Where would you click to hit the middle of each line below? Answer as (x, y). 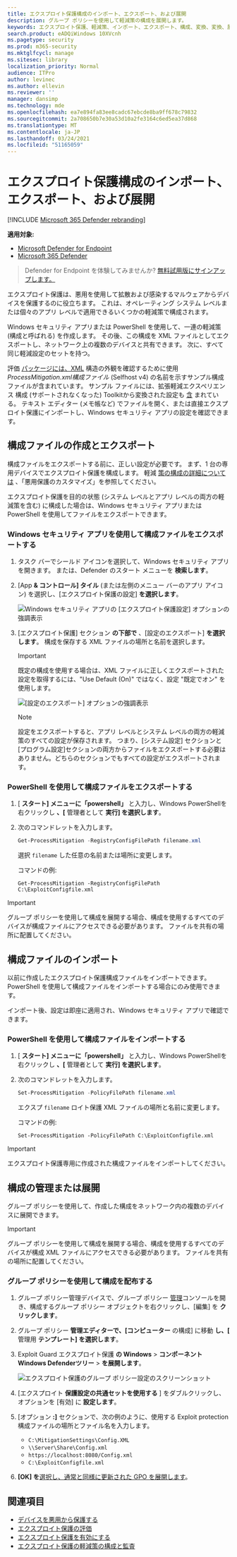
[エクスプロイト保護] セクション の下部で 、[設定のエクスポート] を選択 (121, 633)
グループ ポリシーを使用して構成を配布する (80, 1281)
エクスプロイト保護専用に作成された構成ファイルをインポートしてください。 (118, 1163)
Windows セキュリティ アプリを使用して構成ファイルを (101, 534)
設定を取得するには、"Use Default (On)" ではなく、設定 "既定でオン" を (121, 679)
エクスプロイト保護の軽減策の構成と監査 (76, 1546)
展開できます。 (41, 1215)
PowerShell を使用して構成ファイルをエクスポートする (100, 787)
